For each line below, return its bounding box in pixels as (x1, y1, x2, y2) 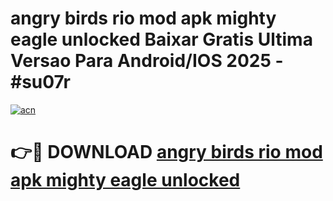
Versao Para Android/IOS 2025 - (10, 50, 284, 72)
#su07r (10, 71, 71, 94)
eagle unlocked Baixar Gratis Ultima (10, 28, 313, 51)
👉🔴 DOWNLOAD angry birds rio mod (10, 141, 323, 164)
